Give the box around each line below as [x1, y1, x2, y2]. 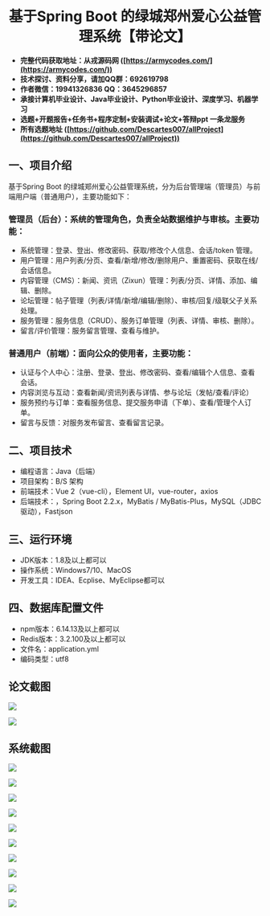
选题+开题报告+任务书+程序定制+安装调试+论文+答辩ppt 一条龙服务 [19, 114, 245, 124]
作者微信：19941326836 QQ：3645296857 [19, 84, 167, 93]
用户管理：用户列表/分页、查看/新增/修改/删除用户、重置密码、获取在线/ [19, 256, 259, 265]
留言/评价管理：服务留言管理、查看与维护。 [19, 326, 164, 336]
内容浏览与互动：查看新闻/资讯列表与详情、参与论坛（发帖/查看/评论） [19, 387, 253, 398]
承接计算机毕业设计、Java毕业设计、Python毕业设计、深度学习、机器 [19, 94, 252, 104]
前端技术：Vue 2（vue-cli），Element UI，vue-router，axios [19, 487, 219, 497]
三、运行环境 [8, 532, 72, 546]
